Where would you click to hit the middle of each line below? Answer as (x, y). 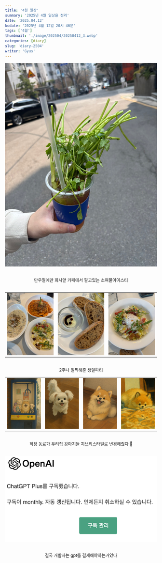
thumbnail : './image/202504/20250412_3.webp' (51, 36)
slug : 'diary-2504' (25, 46)
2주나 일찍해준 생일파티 (81, 370)
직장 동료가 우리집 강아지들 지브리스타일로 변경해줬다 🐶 (81, 444)
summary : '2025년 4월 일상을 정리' (37, 15)
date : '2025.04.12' (25, 20)
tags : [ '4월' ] (19, 31)
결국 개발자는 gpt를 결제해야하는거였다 (81, 555)
